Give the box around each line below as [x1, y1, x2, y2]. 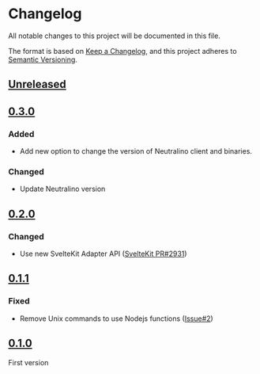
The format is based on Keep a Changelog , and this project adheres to [8, 46, 237, 55]
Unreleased [8, 78, 67, 91]
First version [8, 357, 49, 367]
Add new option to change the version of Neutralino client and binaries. [19, 147, 253, 156]
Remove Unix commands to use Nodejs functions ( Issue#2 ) [19, 314, 213, 323]
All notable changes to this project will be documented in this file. [8, 31, 221, 40]
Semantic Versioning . [8, 55, 77, 64]
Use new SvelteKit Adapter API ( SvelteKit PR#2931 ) [19, 249, 187, 258]
